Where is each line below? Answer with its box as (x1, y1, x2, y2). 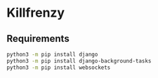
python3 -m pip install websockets (6, 64, 111, 71)
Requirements (6, 33, 70, 45)
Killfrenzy (6, 5, 65, 21)
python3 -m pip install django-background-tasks (6, 57, 152, 64)
